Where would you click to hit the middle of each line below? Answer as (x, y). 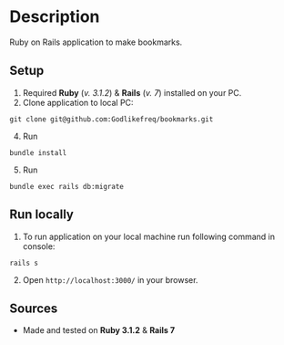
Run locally (42, 215)
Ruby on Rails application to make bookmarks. (96, 42)
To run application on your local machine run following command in (149, 236)
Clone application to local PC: (78, 102)
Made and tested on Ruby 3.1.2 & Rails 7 (99, 330)
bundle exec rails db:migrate (67, 186)
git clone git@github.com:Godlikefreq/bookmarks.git (112, 119)
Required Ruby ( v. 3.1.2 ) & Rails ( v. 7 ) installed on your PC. (132, 92)
